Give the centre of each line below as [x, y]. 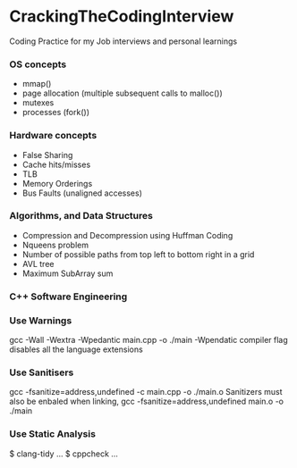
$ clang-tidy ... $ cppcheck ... [64, 454]
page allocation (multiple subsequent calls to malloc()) [123, 93]
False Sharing [47, 155]
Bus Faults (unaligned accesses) [82, 193]
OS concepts [38, 64]
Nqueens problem [55, 245]
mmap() [37, 84]
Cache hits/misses [56, 164]
